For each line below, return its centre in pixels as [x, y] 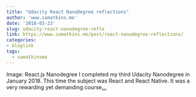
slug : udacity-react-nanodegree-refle [55, 29]
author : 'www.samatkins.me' [42, 18]
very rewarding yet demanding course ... [56, 87]
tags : [13, 52]
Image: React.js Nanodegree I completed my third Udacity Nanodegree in [98, 74]
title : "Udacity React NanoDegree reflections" [68, 12]
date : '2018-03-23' [31, 23]
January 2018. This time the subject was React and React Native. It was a [98, 81]
